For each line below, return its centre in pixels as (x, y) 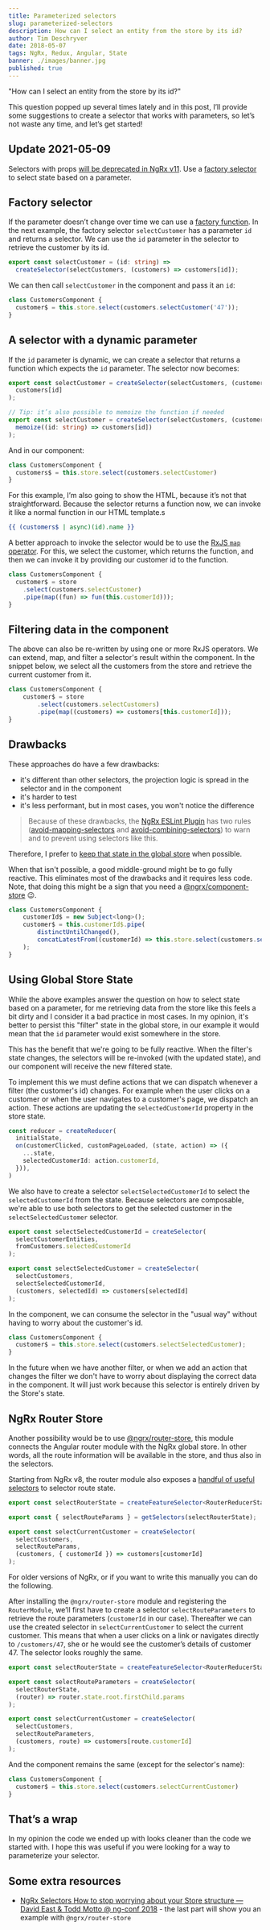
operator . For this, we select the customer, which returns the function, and (131, 551)
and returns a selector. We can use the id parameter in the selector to (124, 239)
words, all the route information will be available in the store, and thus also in (135, 1455)
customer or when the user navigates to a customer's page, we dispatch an (133, 1099)
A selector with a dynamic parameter (103, 340)
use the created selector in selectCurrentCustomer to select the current (126, 1627)
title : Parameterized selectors (62, 16)
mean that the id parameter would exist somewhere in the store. (115, 1033)
